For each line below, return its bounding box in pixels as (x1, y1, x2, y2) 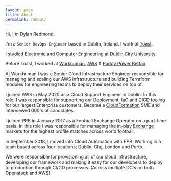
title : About (5, 12, 33, 17)
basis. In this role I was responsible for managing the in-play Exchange (5, 123, 154, 129)
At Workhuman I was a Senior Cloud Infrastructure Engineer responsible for (5, 71, 164, 77)
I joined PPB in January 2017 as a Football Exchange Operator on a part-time (5, 118, 166, 124)
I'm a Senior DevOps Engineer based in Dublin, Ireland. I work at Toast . (5, 41, 153, 47)
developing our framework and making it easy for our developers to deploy (5, 159, 163, 165)
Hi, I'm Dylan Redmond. (5, 31, 55, 37)
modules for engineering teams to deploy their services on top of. (5, 81, 143, 87)
